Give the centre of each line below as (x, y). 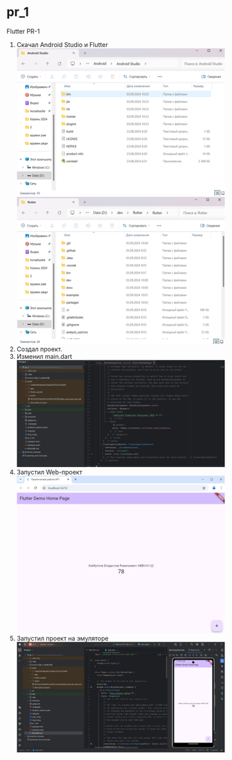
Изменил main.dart (44, 356)
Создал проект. (39, 349)
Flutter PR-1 (23, 31)
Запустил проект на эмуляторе (62, 638)
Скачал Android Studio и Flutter (62, 44)
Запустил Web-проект (49, 472)
